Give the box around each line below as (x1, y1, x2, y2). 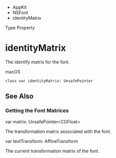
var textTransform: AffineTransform (5, 138, 78, 144)
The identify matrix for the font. (5, 59, 70, 65)
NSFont (12, 10, 29, 16)
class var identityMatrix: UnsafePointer (5, 78, 93, 84)
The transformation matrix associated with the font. (5, 128, 111, 134)
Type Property (5, 25, 35, 31)
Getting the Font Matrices (5, 107, 69, 114)
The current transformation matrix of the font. (5, 148, 99, 154)
